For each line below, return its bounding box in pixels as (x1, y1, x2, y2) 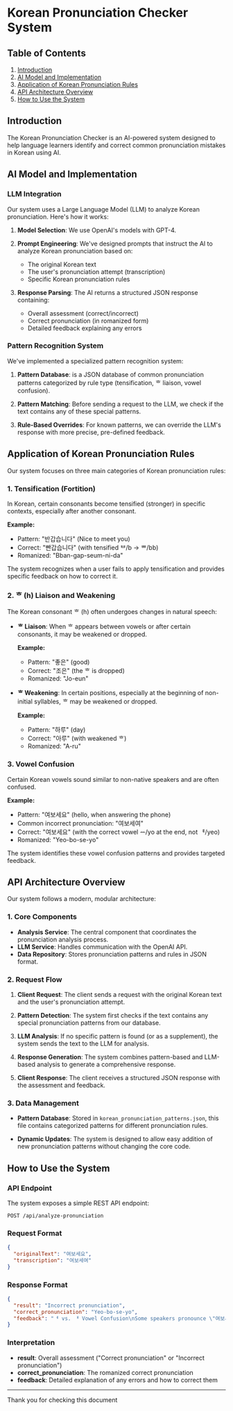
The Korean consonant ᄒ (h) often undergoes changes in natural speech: (7, 608, 217, 616)
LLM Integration (7, 189, 62, 199)
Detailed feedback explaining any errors (27, 324, 142, 332)
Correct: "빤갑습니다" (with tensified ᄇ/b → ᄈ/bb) (17, 543, 159, 551)
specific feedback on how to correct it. (7, 572, 118, 580)
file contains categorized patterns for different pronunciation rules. (17, 1122, 208, 1130)
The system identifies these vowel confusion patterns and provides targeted (7, 848, 225, 857)
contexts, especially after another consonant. (7, 506, 137, 515)
